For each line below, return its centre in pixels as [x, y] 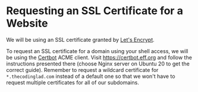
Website [27, 23]
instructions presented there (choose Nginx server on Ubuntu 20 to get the [98, 64]
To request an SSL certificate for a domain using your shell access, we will [97, 51]
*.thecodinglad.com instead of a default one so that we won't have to [91, 76]
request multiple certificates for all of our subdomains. [73, 82]
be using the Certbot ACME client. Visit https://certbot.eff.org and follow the [99, 57]
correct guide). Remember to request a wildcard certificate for [82, 70]
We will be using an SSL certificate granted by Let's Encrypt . [80, 40]
